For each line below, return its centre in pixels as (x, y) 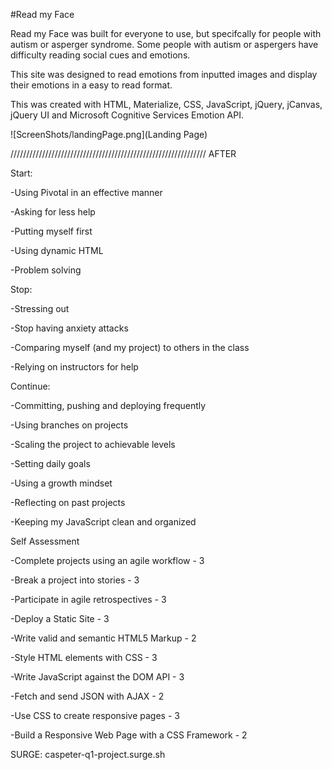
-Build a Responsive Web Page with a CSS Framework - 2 (129, 735)
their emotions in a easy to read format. (91, 85)
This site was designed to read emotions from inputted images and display (164, 74)
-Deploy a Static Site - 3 (60, 618)
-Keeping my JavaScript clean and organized (103, 522)
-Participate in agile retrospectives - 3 (88, 599)
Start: (21, 173)
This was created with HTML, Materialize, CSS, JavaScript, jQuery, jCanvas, (166, 104)
